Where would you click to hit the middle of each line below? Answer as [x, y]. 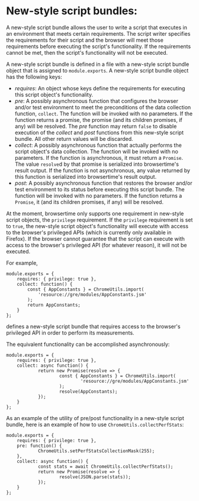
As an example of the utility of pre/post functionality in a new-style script [95, 418]
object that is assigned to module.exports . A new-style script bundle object [97, 70]
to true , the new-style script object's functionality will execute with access [97, 226]
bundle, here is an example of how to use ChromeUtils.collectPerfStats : [95, 424]
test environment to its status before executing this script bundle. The [99, 189]
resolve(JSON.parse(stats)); [95, 477]
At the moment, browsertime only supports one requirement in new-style [95, 213]
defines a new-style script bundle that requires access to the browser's [93, 326]
